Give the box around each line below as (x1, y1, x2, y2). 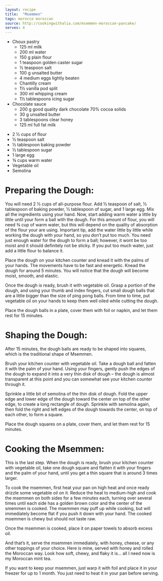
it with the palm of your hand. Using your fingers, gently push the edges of (5, 366, 155, 372)
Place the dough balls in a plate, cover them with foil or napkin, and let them (5, 308, 158, 313)
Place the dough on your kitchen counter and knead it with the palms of (5, 257, 149, 263)
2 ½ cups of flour (12, 132, 47, 137)
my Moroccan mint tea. (5, 556, 52, 561)
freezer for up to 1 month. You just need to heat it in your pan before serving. (5, 570, 160, 576)
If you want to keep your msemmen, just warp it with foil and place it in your (5, 565, 158, 571)
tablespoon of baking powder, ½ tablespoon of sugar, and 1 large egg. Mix (5, 206, 155, 212)
